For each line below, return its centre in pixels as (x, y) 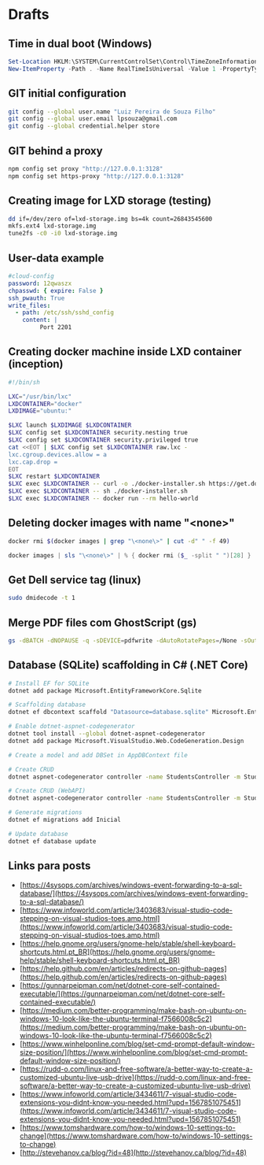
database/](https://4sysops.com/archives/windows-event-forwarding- (134, 893)
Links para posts (49, 866)
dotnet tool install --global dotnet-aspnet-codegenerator (107, 734)
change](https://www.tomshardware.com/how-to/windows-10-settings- (136, 1136)
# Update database (38, 834)
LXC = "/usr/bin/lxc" (40, 396)
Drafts (29, 15)
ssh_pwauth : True (37, 298)
